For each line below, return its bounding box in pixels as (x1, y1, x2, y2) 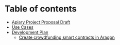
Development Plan (11, 29, 49, 35)
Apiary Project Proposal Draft (11, 19, 70, 25)
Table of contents (4, 3, 77, 14)
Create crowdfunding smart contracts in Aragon (18, 34, 115, 40)
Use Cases (11, 24, 34, 30)
